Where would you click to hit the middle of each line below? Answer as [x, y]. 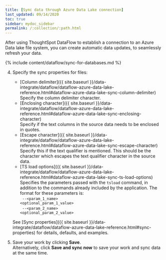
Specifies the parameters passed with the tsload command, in [84, 183]
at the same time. [30, 253]
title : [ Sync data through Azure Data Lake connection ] [64, 10]
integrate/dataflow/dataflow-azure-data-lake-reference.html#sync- [82, 228]
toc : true [15, 19]
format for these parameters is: [52, 193]
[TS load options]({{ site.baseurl [53, 167]
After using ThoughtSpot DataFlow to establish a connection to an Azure [80, 42]
